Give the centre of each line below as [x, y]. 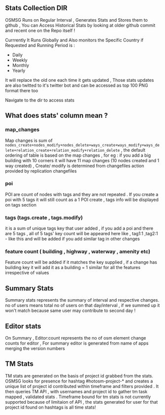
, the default [133, 150]
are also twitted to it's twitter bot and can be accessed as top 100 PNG [77, 85]
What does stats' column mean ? [57, 116]
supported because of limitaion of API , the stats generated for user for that [82, 402]
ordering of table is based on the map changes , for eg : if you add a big [78, 155]
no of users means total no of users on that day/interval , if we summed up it [82, 306]
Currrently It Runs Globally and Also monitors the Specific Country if [74, 40]
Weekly [20, 60]
